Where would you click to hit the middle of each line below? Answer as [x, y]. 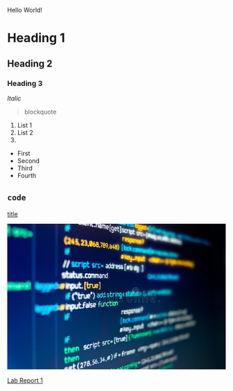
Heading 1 [36, 38]
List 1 [25, 125]
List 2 [25, 132]
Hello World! [25, 10]
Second [28, 160]
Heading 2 [30, 63]
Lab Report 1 [25, 381]
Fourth [27, 175]
